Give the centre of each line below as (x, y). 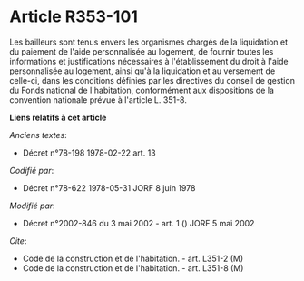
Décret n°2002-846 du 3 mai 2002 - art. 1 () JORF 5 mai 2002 (138, 223)
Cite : (18, 241)
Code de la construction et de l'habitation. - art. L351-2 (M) (133, 258)
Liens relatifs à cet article (58, 117)
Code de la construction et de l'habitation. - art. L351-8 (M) (133, 268)
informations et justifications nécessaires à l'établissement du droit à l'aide (149, 61)
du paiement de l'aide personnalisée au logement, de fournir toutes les (142, 51)
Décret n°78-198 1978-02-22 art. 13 (89, 153)
